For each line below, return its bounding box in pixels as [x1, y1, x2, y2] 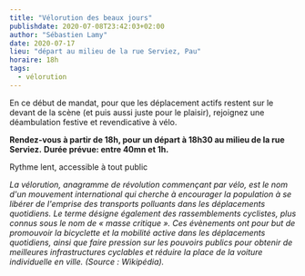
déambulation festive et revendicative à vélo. [9, 116, 178, 127]
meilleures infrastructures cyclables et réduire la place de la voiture [9, 246, 263, 257]
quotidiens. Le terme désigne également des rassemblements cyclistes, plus [9, 208, 297, 219]
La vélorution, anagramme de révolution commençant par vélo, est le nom [9, 179, 289, 190]
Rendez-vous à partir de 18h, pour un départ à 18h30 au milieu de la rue [9, 133, 285, 145]
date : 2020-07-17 [9, 38, 76, 48]
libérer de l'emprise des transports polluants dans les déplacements [9, 198, 266, 209]
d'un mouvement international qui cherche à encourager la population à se [9, 188, 292, 200]
